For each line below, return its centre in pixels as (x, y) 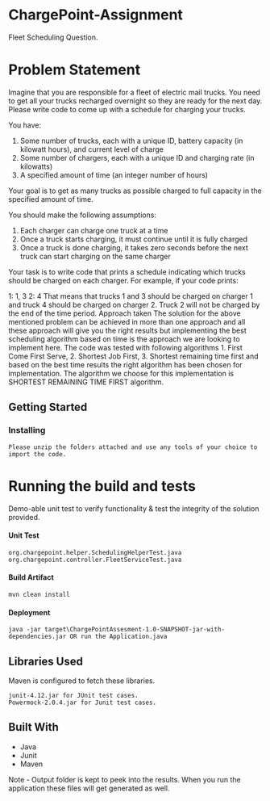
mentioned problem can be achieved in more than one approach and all (127, 321)
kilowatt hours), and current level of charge (91, 149)
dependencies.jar (37, 637)
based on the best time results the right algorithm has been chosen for (126, 364)
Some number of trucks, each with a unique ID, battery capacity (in (131, 140)
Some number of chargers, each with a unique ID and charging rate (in (137, 157)
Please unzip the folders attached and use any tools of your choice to (133, 447)
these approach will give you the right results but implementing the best (128, 330)
